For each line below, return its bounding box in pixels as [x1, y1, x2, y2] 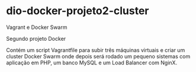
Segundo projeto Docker [6, 35, 66, 42]
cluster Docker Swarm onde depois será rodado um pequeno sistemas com [6, 53, 191, 60]
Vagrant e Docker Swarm [6, 24, 68, 31]
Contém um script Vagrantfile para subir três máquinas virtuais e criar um [6, 46, 185, 54]
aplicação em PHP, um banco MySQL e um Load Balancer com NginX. [6, 59, 178, 66]
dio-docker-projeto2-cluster [6, 4, 149, 18]
